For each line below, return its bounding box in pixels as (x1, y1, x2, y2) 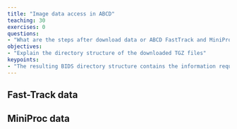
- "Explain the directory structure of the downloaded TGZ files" (7, 50, 207, 57)
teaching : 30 (7, 17, 46, 24)
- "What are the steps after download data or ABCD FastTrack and (7, 37, 207, 44)
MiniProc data (7, 113, 71, 125)
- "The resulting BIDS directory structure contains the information (7, 63, 217, 70)
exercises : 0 (7, 23, 46, 30)
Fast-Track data (7, 89, 78, 101)
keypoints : (7, 56, 39, 63)
